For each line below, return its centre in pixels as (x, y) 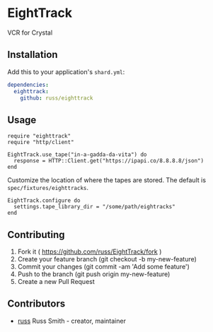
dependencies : (28, 85)
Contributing (36, 235)
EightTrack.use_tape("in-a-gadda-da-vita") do (77, 155)
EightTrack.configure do (44, 201)
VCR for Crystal (30, 32)
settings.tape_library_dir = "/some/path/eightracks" (94, 207)
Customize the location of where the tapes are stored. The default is (107, 180)
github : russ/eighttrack (57, 98)
